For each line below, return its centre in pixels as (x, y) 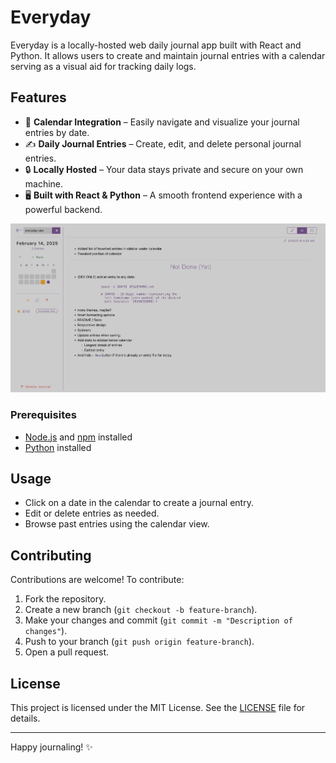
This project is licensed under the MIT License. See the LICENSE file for (158, 707)
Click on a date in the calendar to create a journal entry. (139, 503)
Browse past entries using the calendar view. (117, 524)
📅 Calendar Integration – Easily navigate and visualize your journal (162, 122)
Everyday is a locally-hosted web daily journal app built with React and (156, 45)
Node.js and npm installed (78, 437)
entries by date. (57, 132)
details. (25, 718)
